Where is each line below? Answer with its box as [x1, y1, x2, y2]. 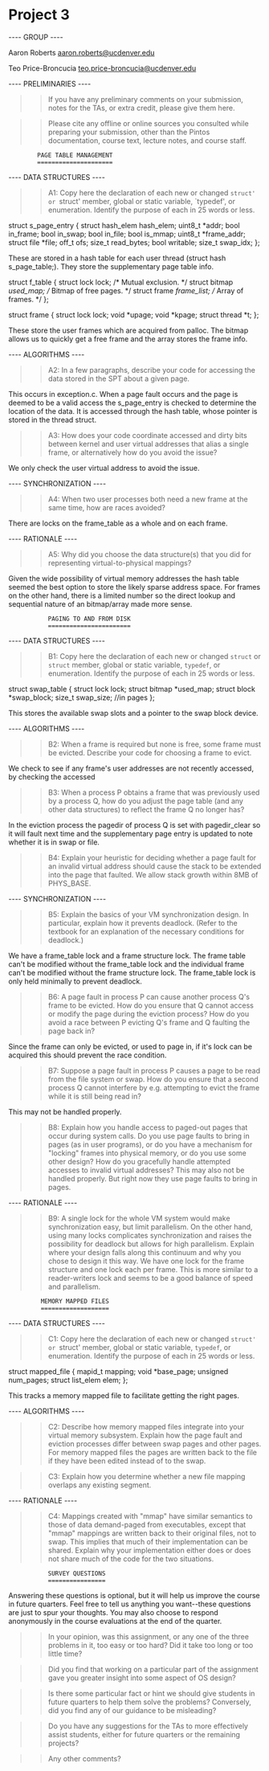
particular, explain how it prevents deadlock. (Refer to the [47, 918, 238, 927]
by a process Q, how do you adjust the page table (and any [47, 796, 243, 805]
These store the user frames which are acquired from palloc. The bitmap [8, 325, 249, 335]
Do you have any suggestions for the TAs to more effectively [47, 1721, 249, 1731]
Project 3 [8, 6, 70, 24]
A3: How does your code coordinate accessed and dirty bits [47, 430, 247, 440]
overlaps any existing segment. [47, 1480, 152, 1490]
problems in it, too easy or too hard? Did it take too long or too [47, 1640, 254, 1650]
